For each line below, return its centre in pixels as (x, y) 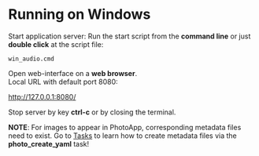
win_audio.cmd (31, 59)
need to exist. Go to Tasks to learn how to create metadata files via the (123, 136)
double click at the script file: (56, 44)
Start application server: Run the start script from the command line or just (129, 36)
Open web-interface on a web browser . (73, 73)
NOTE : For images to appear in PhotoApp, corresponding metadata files (125, 127)
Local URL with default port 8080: (63, 82)
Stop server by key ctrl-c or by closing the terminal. (92, 112)
